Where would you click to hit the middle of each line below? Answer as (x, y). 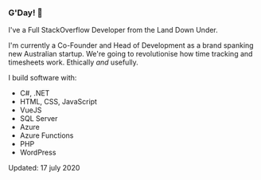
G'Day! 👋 (25, 13)
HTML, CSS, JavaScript (58, 102)
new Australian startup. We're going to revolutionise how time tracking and (130, 54)
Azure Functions (47, 135)
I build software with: (43, 78)
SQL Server (39, 119)
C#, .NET (35, 93)
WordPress (38, 153)
